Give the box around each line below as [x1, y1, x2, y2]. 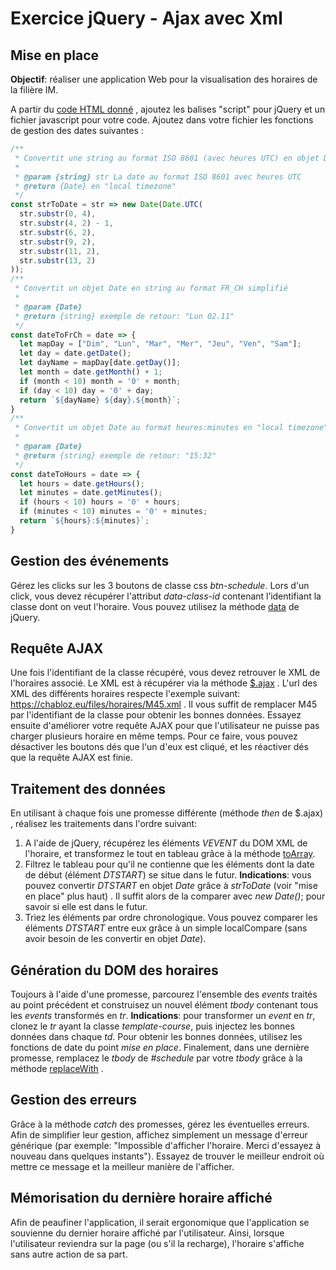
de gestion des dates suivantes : [10, 125, 144, 136]
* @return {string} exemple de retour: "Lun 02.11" [14, 311, 235, 321]
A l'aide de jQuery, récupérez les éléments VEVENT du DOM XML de [24, 837, 308, 849]
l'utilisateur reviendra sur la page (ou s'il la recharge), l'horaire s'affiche [10, 1237, 305, 1249]
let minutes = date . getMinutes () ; [19, 488, 163, 498]
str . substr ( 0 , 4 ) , [19, 209, 97, 219]
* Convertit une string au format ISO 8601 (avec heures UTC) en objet [14, 153, 320, 163]
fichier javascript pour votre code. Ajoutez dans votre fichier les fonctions [10, 114, 314, 126]
